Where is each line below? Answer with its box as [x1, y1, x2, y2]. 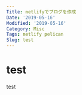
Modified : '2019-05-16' [6, 20, 67, 26]
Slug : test [6, 37, 34, 43]
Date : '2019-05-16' [6, 15, 56, 21]
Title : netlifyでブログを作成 [6, 8, 77, 15]
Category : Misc [6, 25, 45, 32]
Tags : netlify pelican [6, 31, 64, 38]
